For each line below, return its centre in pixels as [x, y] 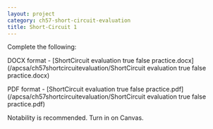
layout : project [31, 14]
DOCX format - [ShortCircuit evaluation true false [79, 61]
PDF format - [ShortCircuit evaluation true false [76, 90]
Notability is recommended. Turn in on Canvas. [75, 118]
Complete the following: [42, 47]
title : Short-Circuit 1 [42, 27]
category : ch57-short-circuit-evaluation [69, 20]
